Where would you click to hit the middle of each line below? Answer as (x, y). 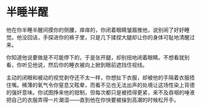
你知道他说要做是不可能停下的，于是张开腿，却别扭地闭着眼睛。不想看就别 (98, 57)
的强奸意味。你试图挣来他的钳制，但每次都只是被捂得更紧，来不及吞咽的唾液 (100, 92)
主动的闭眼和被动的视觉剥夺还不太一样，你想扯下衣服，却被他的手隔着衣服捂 (100, 77)
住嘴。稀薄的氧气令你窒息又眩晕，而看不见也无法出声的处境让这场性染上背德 (100, 85)
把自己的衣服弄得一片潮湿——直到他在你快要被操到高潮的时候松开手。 (93, 99)
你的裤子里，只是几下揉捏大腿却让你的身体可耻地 (119, 37)
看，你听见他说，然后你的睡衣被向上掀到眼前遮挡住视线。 (77, 65)
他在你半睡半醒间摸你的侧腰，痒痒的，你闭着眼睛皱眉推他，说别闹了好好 (95, 30)
